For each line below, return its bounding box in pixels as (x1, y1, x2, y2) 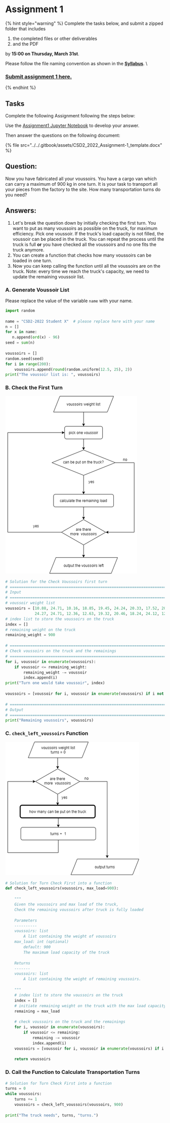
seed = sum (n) (5, 340, 35, 345)
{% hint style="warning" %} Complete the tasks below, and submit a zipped (5, 20, 163, 26)
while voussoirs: (5, 1092, 42, 1097)
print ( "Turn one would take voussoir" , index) (5, 681, 105, 686)
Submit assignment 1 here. (5, 73, 72, 80)
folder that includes (5, 25, 46, 31)
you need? (5, 191, 27, 198)
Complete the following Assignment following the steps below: (5, 113, 136, 119)
